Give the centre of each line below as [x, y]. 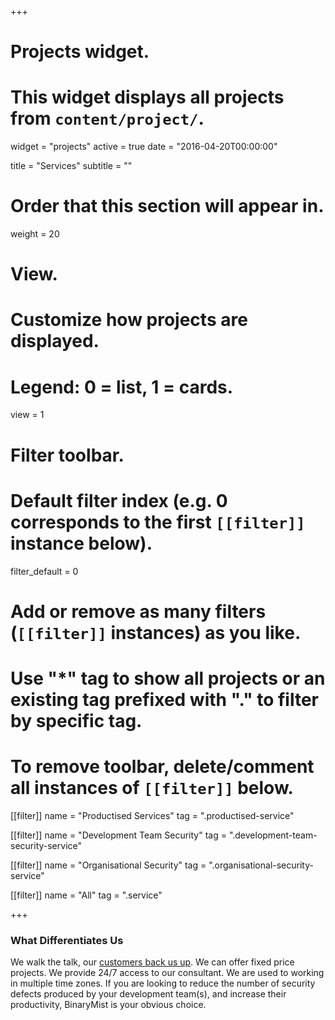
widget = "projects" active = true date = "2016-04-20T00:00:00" [144, 147]
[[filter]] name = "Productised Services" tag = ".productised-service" [152, 815]
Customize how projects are [129, 320]
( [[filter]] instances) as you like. [156, 632]
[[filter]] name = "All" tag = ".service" [86, 895]
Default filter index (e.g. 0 [119, 500]
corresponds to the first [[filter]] [158, 522]
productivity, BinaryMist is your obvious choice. [108, 1005]
